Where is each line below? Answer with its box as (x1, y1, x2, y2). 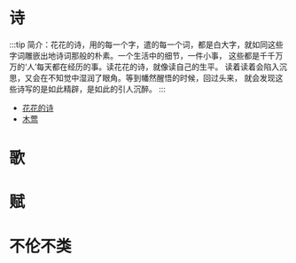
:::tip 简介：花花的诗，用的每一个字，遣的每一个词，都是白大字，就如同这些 (9, 39, 284, 50)
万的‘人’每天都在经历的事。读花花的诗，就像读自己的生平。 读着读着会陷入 (9, 61, 280, 72)
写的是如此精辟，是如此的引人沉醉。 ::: (24, 84, 167, 94)
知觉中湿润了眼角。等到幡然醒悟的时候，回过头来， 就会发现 (55, 72, 276, 83)
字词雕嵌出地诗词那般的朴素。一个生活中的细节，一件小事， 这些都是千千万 (9, 50, 284, 60)
